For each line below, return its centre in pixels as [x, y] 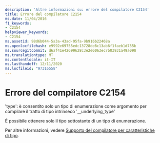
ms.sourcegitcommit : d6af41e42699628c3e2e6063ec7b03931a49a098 [71, 50]
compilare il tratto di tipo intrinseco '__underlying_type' [60, 111]
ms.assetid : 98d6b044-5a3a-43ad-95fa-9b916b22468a [58, 41]
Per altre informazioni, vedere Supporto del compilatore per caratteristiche [80, 130]
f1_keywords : [18, 23]
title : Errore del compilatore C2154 [43, 14]
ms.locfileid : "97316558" [31, 69]
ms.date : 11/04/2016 [26, 19]
